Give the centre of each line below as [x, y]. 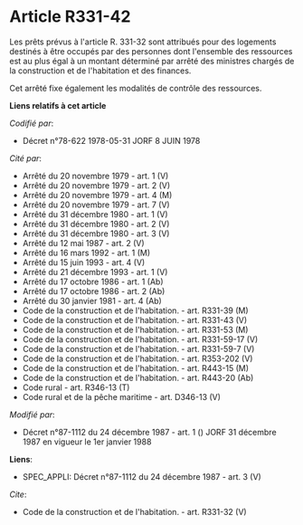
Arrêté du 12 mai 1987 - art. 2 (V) [83, 243]
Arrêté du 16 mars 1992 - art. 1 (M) [86, 253]
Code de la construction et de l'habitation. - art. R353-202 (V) [137, 358]
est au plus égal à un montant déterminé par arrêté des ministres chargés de [152, 61]
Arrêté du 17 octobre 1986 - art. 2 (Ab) [94, 291]
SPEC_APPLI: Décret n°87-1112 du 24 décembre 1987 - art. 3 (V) [142, 476]
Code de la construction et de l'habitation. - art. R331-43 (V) [135, 320]
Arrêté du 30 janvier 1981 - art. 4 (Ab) [92, 301]
